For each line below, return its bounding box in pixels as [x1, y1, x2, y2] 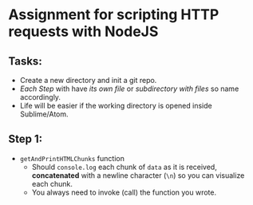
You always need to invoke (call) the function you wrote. [31, 187, 217, 197]
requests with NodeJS [8, 22, 159, 41]
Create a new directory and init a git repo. [19, 76, 157, 85]
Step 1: [8, 132, 43, 146]
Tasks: [8, 54, 42, 68]
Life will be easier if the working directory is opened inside [19, 101, 213, 110]
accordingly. [19, 93, 61, 101]
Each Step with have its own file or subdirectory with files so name [19, 84, 239, 93]
